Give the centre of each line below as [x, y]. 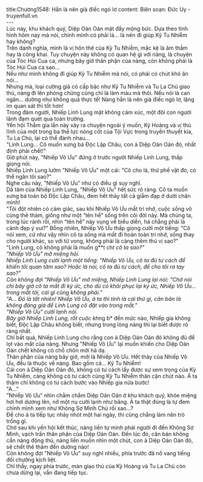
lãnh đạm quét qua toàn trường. [45, 119]
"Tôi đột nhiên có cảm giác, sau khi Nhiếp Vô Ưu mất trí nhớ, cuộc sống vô [99, 209]
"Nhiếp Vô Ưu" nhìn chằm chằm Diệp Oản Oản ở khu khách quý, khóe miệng [101, 395]
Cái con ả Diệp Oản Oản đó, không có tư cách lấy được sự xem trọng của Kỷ [101, 370]
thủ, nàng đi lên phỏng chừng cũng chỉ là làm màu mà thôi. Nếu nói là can [98, 93]
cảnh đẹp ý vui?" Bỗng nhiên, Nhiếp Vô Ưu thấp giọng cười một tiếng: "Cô [98, 228]
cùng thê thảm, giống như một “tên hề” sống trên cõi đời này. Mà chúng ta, [99, 215]
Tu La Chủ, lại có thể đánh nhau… [48, 138]
